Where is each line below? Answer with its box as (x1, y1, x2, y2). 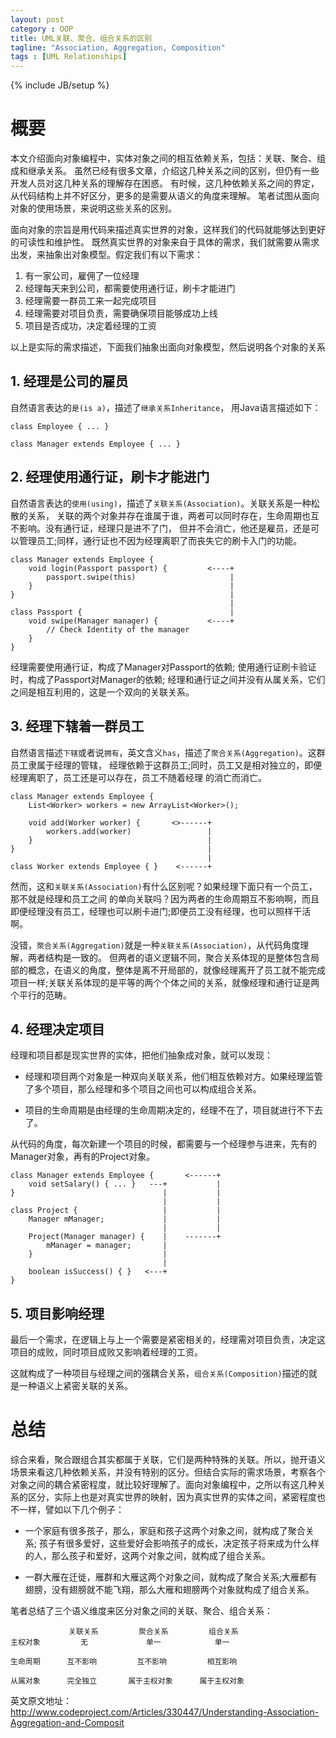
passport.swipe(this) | (46, 572, 235, 582)
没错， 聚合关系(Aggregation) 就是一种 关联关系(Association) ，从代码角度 (10, 939, 301, 951)
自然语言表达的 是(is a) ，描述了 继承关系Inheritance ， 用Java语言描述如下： (10, 401, 322, 413)
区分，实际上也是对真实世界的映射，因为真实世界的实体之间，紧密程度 (27, 1491, 317, 1503)
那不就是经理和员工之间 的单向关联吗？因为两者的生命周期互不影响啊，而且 (10, 892, 320, 905)
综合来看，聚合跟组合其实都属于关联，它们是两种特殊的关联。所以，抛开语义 (10, 1454, 326, 1466)
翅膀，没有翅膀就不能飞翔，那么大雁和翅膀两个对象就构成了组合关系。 (24, 1584, 315, 1596)
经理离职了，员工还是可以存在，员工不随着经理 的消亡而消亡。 (10, 771, 267, 783)
